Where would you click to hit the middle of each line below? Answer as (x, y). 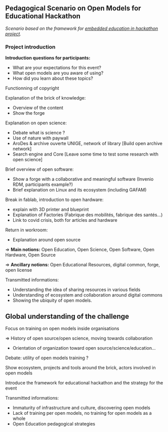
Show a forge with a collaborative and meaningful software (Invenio (83, 179)
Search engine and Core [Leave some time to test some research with (85, 154)
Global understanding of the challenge (67, 316)
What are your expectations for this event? (57, 68)
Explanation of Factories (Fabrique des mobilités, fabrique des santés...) (88, 215)
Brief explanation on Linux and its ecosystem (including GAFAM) (79, 190)
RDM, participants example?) (43, 184)
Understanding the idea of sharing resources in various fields (76, 290)
